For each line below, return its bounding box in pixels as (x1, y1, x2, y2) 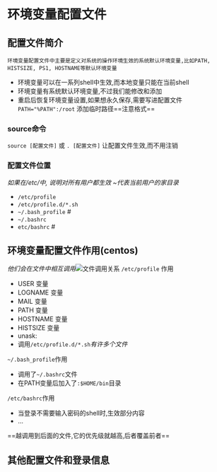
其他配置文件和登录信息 (7, 454, 110, 466)
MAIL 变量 (17, 297, 47, 306)
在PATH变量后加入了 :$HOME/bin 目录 (17, 379, 122, 387)
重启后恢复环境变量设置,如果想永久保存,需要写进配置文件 (17, 96, 182, 104)
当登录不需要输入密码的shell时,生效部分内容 (17, 409, 145, 418)
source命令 (7, 124, 47, 134)
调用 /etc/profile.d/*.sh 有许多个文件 (17, 340, 128, 348)
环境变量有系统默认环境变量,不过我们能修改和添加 (17, 87, 163, 95)
